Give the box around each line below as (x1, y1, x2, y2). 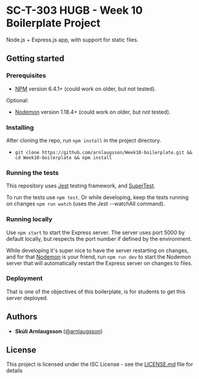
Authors (6, 312, 38, 322)
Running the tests (6, 168, 59, 177)
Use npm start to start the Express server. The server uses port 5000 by (6, 229, 185, 236)
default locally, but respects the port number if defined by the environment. (6, 235, 192, 242)
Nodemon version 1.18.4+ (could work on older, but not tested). (14, 108, 171, 116)
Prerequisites (6, 71, 46, 80)
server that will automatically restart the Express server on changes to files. (6, 259, 193, 266)
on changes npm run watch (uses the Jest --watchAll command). (6, 200, 165, 207)
